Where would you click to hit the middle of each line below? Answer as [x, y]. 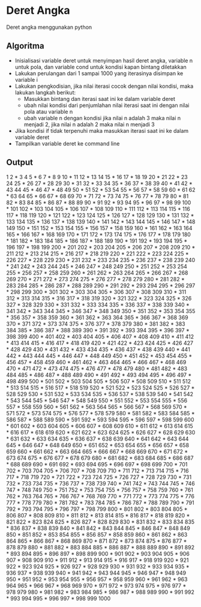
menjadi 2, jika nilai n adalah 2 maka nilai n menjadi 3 [89, 124]
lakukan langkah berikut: [45, 92]
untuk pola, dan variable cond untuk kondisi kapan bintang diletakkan [101, 67]
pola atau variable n [48, 111]
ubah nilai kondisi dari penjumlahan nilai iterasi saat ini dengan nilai [106, 105]
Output [19, 163]
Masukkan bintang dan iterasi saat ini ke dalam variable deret [100, 99]
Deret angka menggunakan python [49, 27]
